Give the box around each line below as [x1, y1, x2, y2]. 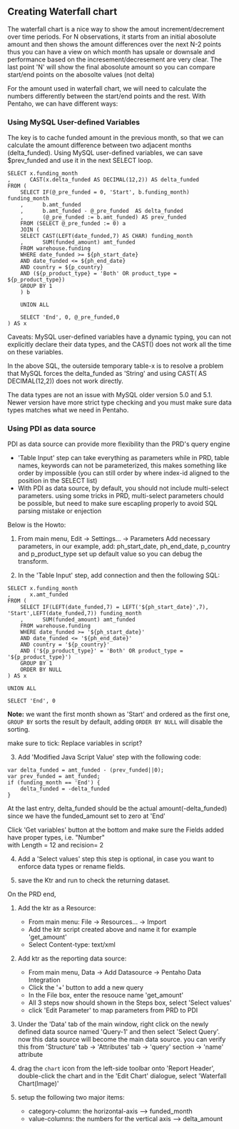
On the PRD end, [7, 890, 56, 899]
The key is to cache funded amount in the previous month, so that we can [7, 134, 224, 142]
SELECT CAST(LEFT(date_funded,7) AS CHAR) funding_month [20, 232, 193, 240]
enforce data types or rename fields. [17, 862, 126, 871]
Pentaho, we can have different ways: [7, 99, 118, 108]
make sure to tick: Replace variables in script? [7, 739, 143, 747]
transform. [17, 557, 49, 566]
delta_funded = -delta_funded [20, 785, 111, 792]
